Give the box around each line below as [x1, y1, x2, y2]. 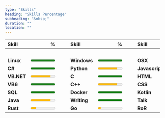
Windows [70, 57, 93, 64]
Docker [70, 89, 88, 96]
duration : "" [5, 21, 32, 26]
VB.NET [7, 73, 26, 80]
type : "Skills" [5, 7, 36, 12]
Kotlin [137, 89, 152, 96]
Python [70, 65, 88, 72]
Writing [70, 97, 88, 104]
